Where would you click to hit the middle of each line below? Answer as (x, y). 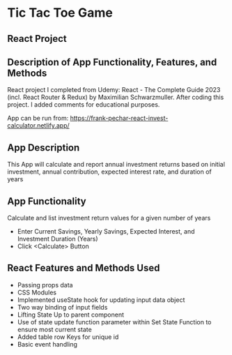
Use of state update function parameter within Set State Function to (114, 322)
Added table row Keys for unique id (68, 337)
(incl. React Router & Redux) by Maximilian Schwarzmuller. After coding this (116, 97)
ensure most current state (54, 329)
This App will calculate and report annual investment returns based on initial (116, 165)
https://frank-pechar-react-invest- (119, 118)
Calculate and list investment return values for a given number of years (109, 218)
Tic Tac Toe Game (60, 13)
